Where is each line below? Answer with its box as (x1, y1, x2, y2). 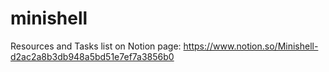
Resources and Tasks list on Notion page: (10, 40, 182, 52)
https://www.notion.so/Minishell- (183, 40, 319, 52)
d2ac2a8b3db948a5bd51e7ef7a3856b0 (10, 50, 175, 62)
